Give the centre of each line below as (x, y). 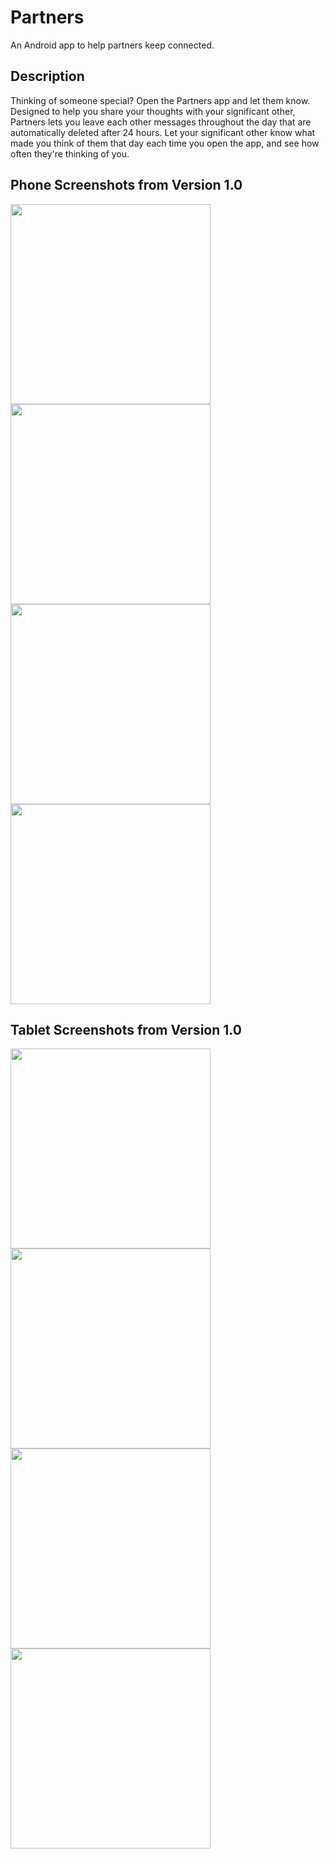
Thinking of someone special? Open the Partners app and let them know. (160, 100)
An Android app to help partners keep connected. (112, 45)
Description (47, 76)
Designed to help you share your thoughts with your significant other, (153, 111)
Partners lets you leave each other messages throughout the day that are (161, 122)
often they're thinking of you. (70, 153)
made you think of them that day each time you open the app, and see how (165, 143)
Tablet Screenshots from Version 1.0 (126, 1029)
